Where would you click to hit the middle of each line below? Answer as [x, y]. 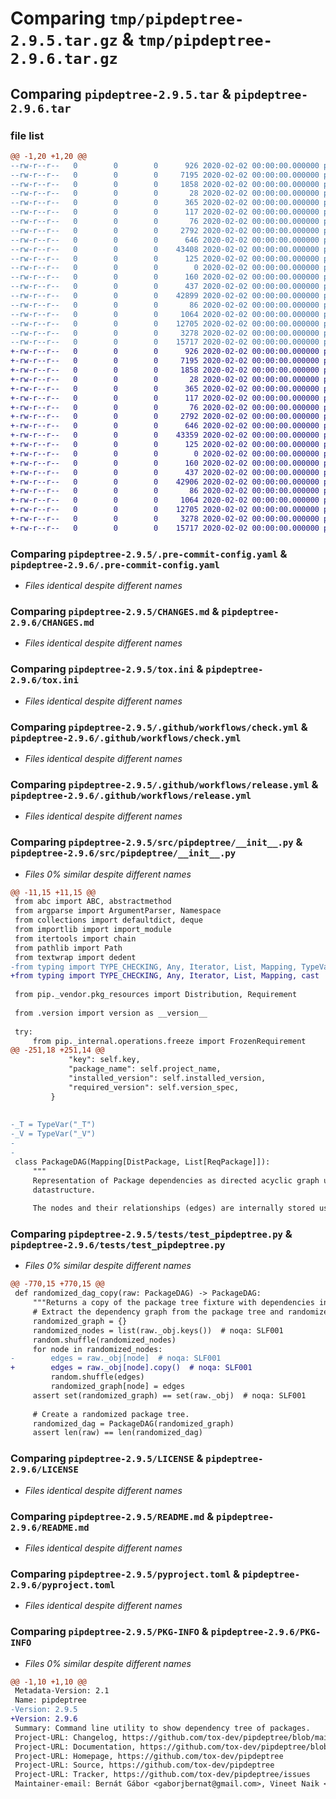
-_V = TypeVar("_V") [53, 1134]
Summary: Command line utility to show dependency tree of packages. [162, 1728]
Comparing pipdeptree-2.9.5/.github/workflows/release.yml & [164, 784]
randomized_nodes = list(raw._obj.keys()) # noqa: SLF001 [158, 1330]
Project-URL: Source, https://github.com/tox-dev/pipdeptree [144, 1765]
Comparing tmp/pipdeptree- [127, 18]
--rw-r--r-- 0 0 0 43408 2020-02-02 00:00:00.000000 [165, 249]
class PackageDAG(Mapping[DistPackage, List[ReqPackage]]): [142, 1162]
